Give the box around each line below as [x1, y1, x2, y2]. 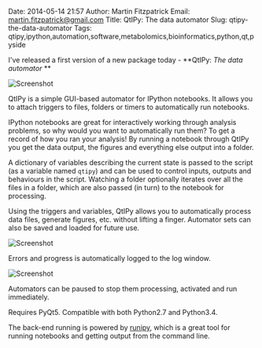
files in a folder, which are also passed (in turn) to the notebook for [8, 183, 224, 192]
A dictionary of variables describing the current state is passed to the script [8, 158, 253, 167]
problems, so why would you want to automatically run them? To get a [8, 126, 235, 135]
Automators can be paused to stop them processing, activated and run [8, 284, 238, 293]
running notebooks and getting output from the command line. [8, 332, 210, 340]
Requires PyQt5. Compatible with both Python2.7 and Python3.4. [8, 308, 218, 317]
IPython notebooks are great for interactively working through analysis [8, 118, 237, 126]
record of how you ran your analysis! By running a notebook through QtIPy [8, 134, 249, 144]
